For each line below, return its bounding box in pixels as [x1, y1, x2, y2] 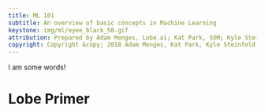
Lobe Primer [8, 90, 90, 108]
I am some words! [8, 62, 66, 72]
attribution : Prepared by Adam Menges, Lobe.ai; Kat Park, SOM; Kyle [8, 33, 242, 42]
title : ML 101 [8, 11, 55, 20]
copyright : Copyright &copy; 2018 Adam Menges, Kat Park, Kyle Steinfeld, [8, 41, 259, 49]
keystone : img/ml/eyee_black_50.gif [8, 26, 129, 34]
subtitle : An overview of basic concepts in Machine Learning [8, 19, 217, 27]
